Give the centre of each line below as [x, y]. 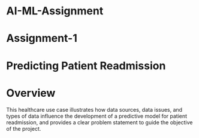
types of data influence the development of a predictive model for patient [97, 116]
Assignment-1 [42, 39]
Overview [31, 93]
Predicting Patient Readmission [86, 65]
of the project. [24, 128]
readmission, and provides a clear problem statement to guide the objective [99, 122]
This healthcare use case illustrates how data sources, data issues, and [94, 109]
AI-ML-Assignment [55, 11]
